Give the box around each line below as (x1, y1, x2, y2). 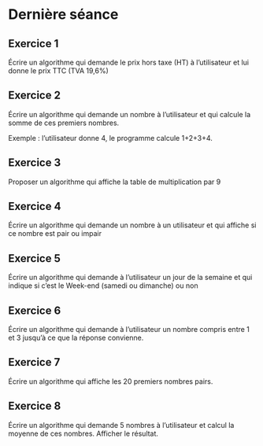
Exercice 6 (8, 304, 61, 317)
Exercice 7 (8, 356, 61, 369)
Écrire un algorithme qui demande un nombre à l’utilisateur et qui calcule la (8, 109, 251, 119)
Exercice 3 (8, 156, 61, 170)
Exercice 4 (8, 200, 61, 213)
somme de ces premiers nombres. (8, 118, 120, 127)
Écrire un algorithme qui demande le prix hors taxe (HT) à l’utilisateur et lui (8, 57, 250, 67)
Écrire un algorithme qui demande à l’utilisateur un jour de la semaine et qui (8, 273, 253, 282)
